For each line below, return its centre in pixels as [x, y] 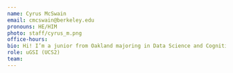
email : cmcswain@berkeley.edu [51, 20]
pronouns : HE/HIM [32, 26]
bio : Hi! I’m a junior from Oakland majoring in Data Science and [105, 46]
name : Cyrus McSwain [37, 14]
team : [15, 59]
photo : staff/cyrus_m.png [44, 33]
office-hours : [28, 40]
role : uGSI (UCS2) [34, 53]
